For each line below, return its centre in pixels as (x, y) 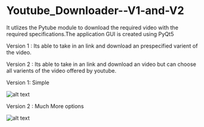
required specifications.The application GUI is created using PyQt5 (90, 34)
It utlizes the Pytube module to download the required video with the (93, 27)
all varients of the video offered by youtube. (61, 70)
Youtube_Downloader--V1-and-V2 (95, 11)
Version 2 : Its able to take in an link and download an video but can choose (101, 64)
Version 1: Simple (28, 82)
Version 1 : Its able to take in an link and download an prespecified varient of (102, 46)
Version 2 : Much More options (45, 106)
